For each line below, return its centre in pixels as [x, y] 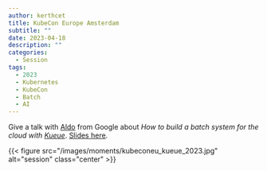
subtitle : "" [30, 30]
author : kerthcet [37, 16]
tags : [17, 68]
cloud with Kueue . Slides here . [58, 135]
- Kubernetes [37, 82]
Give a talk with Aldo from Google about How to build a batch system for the [133, 127]
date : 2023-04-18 [37, 38]
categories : [28, 52]
